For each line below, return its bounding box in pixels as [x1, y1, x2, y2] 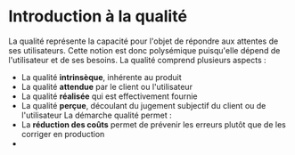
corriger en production [20, 128, 105, 139]
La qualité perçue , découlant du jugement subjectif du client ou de [20, 100, 266, 110]
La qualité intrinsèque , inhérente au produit [20, 71, 182, 82]
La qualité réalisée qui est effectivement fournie [20, 91, 198, 102]
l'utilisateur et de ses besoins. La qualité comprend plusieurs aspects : [8, 54, 266, 65]
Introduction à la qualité [8, 6, 188, 27]
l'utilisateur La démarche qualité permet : [20, 110, 172, 120]
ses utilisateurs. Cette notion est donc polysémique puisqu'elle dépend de [8, 45, 281, 55]
